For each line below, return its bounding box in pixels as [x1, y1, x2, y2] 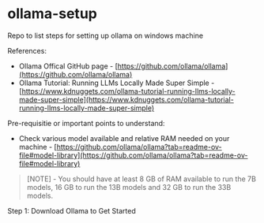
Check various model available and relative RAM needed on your [18, 133, 230, 143]
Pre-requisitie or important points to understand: [7, 118, 165, 128]
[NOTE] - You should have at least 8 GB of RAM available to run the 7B [26, 174, 256, 184]
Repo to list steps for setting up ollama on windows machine [7, 31, 203, 40]
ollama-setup [7, 5, 98, 23]
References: [7, 46, 47, 55]
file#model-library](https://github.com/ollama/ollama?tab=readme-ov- [18, 151, 248, 160]
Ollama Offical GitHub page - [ [18, 61, 118, 71]
